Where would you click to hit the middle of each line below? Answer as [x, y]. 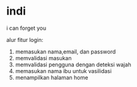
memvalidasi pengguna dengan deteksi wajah [73, 64]
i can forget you [26, 28]
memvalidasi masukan [43, 58]
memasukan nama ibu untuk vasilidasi [63, 71]
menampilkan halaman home [52, 77]
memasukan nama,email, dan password [65, 51]
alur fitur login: [25, 40]
